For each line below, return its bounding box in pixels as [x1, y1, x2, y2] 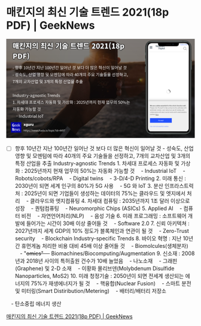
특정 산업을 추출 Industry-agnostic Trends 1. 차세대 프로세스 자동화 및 [14, 160, 180, 167]
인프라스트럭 [164, 183, 194, 190]
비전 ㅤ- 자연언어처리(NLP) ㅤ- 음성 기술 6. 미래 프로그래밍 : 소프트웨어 [21, 213, 187, 220]
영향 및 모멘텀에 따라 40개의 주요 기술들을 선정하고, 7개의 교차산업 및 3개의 [14, 152, 190, 160]
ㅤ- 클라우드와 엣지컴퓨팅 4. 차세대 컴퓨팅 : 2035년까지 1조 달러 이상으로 [21, 198, 190, 205]
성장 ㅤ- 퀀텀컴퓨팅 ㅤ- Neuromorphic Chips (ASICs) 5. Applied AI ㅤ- [14, 205, 182, 212]
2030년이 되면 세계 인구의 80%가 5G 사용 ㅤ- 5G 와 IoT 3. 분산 [14, 183, 163, 190]
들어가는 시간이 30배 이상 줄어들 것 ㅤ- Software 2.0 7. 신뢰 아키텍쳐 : [26, 220, 190, 227]
